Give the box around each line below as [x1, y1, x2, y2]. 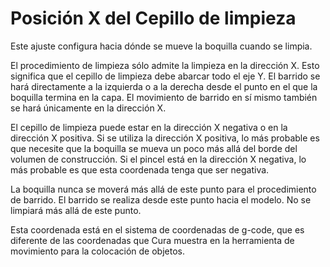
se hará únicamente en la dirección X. [10, 102, 167, 114]
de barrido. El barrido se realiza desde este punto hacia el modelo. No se [10, 193, 312, 206]
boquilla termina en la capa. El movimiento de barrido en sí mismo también [10, 91, 318, 103]
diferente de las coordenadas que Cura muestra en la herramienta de [10, 234, 295, 246]
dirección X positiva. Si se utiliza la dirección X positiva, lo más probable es [10, 132, 320, 144]
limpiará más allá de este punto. [10, 204, 142, 216]
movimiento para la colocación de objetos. [10, 245, 185, 257]
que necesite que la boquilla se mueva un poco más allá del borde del [10, 142, 298, 154]
